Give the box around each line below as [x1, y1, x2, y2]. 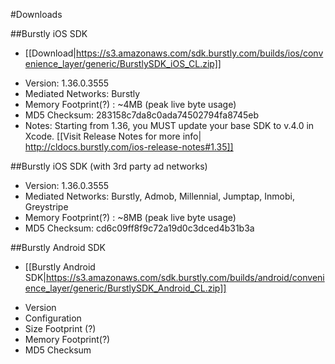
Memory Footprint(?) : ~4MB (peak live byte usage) [24, 99, 237, 110]
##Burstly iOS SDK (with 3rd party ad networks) [10, 160, 208, 172]
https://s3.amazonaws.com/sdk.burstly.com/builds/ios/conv [76, 47, 324, 59]
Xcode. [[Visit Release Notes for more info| [24, 130, 202, 142]
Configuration [24, 312, 82, 324]
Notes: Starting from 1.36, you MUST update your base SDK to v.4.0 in [24, 120, 315, 131]
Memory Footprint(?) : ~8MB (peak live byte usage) [24, 212, 237, 223]
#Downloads [10, 9, 63, 20]
